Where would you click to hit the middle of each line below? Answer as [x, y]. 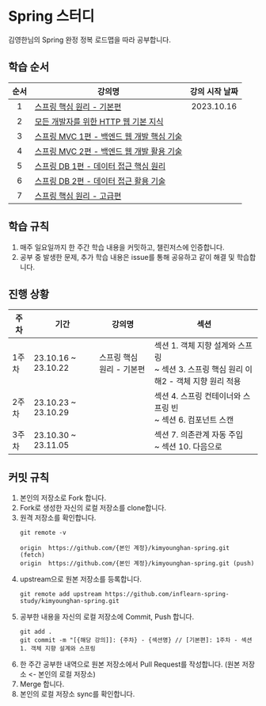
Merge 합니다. [42, 684]
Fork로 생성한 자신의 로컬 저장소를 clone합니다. [93, 508]
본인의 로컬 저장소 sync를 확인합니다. [77, 694]
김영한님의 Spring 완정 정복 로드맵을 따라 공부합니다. [90, 40]
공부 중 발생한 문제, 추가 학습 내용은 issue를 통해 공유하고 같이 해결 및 [127, 257]
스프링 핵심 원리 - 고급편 [78, 196]
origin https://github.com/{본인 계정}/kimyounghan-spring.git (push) [137, 563]
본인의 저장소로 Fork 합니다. [63, 498]
